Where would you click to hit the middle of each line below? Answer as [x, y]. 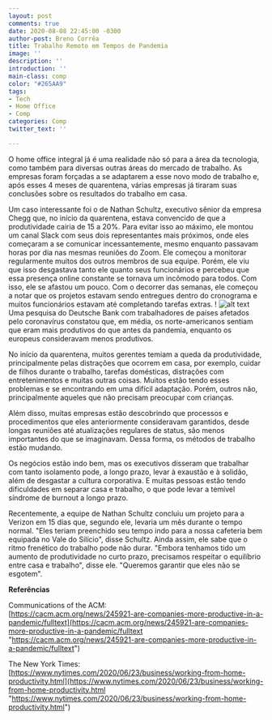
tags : [17, 91]
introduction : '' [38, 69]
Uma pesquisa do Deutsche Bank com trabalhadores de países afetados [129, 312]
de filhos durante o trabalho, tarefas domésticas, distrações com [116, 371]
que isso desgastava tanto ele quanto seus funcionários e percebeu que [129, 269]
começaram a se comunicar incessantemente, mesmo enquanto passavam [134, 243]
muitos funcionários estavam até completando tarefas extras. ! [113, 304]
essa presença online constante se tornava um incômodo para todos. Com [133, 278]
